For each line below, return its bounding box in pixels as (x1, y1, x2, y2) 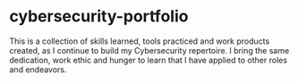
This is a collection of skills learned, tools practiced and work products (9, 36, 270, 46)
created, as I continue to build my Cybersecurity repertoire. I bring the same (9, 45, 290, 55)
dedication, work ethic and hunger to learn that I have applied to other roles (9, 54, 288, 65)
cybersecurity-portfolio (9, 6, 189, 27)
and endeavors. (9, 64, 67, 75)
